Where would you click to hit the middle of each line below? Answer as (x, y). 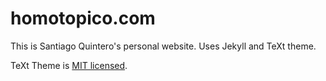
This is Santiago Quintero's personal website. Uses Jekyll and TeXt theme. (163, 46)
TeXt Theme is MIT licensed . (69, 65)
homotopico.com (83, 18)
